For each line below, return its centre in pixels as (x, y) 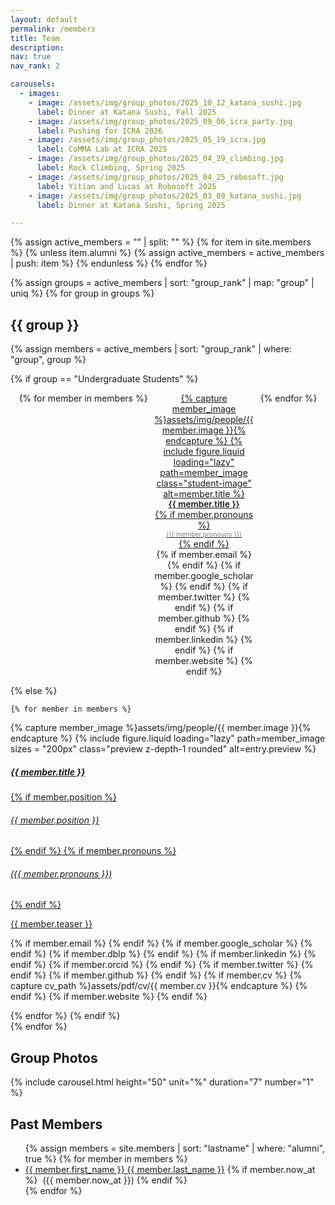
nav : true (31, 57)
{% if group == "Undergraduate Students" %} (104, 379)
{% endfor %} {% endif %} (65, 1016)
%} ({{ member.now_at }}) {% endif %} (106, 1180)
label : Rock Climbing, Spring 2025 (111, 168)
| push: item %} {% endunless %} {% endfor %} (109, 263)
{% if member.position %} (64, 797)
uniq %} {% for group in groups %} (82, 293)
